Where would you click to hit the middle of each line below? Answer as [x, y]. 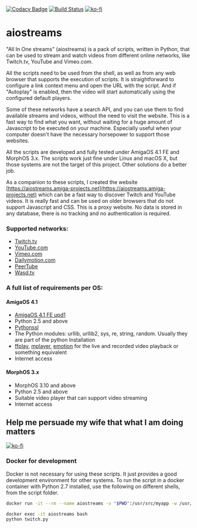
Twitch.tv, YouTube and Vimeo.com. [50, 61]
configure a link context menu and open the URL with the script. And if [91, 85]
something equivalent [41, 352]
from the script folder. [32, 492]
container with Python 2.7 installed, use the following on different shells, [93, 486]
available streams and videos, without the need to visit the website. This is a [98, 115]
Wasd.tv [25, 273]
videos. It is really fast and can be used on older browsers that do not [90, 200]
